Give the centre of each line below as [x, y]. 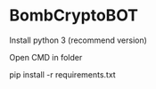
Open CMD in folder [46, 57]
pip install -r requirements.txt [62, 74]
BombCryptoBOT [74, 16]
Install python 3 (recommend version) [78, 40]
